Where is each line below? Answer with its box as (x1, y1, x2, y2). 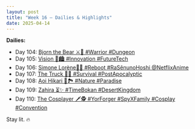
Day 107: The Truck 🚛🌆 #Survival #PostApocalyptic (15, 70, 142, 78)
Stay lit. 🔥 (6, 116, 30, 123)
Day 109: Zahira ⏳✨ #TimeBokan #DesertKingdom (15, 86, 141, 94)
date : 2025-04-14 (6, 20, 50, 26)
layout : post (6, 8, 39, 15)
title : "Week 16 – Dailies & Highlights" (6, 15, 113, 21)
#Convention (15, 104, 48, 111)
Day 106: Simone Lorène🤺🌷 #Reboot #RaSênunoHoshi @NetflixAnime (15, 64, 189, 71)
